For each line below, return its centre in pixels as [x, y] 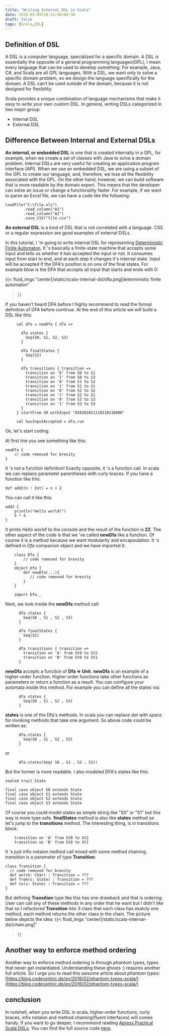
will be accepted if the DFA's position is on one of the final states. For [77, 264]
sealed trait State [26, 781]
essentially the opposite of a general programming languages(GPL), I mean [83, 62]
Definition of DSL [32, 44]
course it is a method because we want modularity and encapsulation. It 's [82, 540]
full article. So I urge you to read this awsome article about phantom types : [82, 973]
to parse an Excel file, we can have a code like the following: [68, 196]
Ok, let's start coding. [28, 431]
